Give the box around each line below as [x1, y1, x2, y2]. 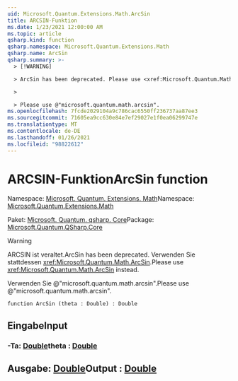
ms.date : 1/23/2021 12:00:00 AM [7, 23, 103, 30]
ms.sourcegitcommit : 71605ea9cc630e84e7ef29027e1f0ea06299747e [7, 115, 198, 122]
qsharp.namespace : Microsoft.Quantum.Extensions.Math [7, 43, 170, 50]
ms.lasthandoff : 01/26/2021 [7, 134, 91, 141]
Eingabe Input [7, 320, 68, 332]
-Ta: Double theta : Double [7, 341, 98, 351]
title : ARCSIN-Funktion [7, 17, 78, 24]
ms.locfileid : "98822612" [7, 141, 84, 148]
